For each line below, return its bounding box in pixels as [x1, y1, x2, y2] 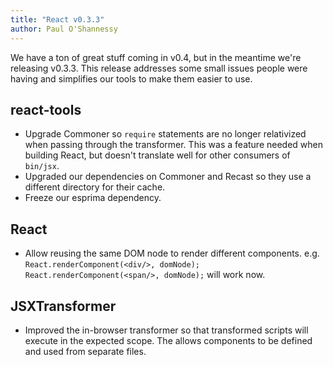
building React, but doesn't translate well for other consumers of [24, 149, 291, 161]
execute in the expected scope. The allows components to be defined [24, 334, 313, 346]
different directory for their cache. [24, 181, 166, 193]
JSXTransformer [10, 297, 117, 315]
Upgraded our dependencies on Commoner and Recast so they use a [24, 171, 312, 183]
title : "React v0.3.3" [10, 14, 105, 25]
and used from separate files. [24, 345, 147, 357]
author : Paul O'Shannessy [10, 24, 118, 34]
